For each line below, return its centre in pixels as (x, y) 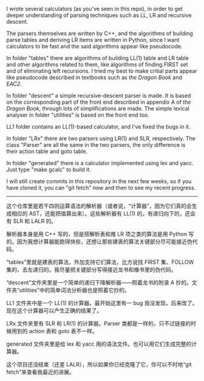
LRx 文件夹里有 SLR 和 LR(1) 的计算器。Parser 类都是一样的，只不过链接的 (99, 323)
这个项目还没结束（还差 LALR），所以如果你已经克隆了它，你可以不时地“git (99, 364)
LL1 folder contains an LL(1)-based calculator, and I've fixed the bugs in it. (98, 126)
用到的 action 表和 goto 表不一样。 (55, 331)
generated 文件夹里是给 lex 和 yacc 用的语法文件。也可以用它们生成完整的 (99, 344)
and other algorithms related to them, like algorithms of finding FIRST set (97, 64)
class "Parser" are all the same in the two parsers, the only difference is (96, 145)
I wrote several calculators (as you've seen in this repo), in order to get (95, 9)
